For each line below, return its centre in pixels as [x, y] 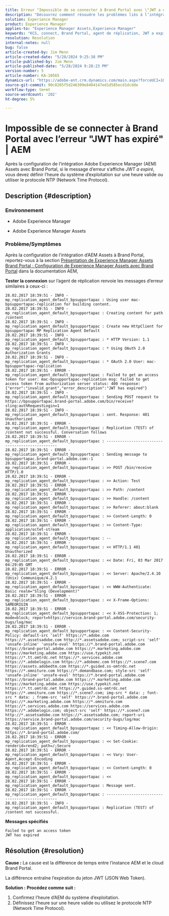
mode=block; [18, 618]
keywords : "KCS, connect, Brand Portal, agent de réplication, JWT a [80, 33]
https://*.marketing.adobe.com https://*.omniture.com [64, 702]
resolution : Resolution [30, 38]
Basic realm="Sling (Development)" [43, 591]
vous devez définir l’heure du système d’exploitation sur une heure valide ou [84, 175]
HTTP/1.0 [14, 472]
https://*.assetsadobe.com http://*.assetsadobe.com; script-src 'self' [83, 640]
